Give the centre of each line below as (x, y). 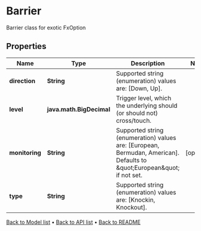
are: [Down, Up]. (139, 88)
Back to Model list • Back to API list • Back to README (73, 222)
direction (22, 81)
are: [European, (138, 145)
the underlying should (147, 105)
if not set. (129, 175)
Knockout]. (131, 207)
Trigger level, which (144, 98)
